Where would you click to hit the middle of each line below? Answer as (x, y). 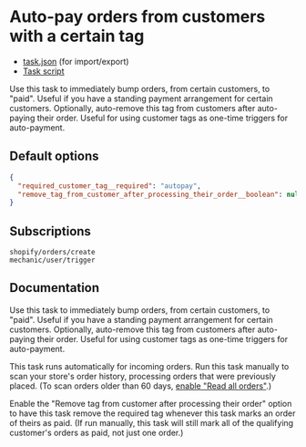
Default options (54, 156)
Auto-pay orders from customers (138, 17)
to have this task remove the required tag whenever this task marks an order (153, 413)
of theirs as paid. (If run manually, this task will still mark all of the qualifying (152, 422)
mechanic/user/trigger (52, 260)
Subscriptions (50, 231)
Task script (44, 71)
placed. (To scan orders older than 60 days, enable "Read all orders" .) (141, 386)
